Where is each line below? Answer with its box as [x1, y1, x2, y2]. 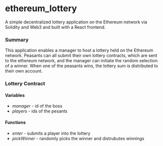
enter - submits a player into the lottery [12, 130, 91, 136]
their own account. [5, 68, 43, 74]
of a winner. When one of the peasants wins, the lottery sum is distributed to [5, 63, 158, 69]
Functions [5, 119, 26, 125]
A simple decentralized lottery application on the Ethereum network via [5, 19, 147, 25]
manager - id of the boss [12, 103, 62, 109]
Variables [5, 92, 25, 98]
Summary [5, 36, 29, 43]
